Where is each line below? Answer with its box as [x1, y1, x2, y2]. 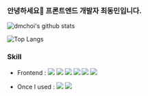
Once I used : [16, 82, 55, 91]
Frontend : [16, 68, 47, 76]
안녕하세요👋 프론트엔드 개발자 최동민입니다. [7, 5, 142, 15]
